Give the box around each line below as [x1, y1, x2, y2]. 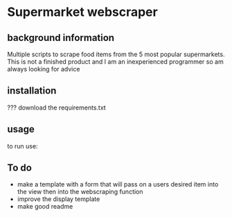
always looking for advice [7, 65, 80, 73]
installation [7, 85, 57, 97]
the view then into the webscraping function [17, 188, 143, 196]
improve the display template [17, 195, 100, 203]
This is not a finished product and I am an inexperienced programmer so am [7, 58, 224, 66]
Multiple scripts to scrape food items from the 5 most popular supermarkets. [7, 50, 225, 58]
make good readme [17, 202, 73, 211]
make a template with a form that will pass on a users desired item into [17, 180, 219, 189]
